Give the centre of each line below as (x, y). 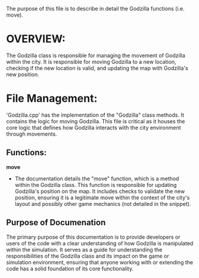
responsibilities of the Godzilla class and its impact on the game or (88, 256)
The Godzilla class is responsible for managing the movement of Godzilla (96, 55)
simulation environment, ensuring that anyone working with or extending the (100, 262)
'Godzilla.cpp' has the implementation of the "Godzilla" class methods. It (95, 115)
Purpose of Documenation (56, 223)
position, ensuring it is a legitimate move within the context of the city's (102, 197)
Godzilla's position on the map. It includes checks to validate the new (100, 191)
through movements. (32, 134)
